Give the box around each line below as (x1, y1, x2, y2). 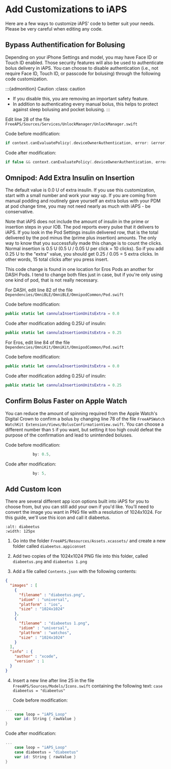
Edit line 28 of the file (5, 116, 50, 122)
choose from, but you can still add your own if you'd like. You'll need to (5, 504, 154, 510)
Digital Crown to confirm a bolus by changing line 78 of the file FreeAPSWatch (5, 416, 165, 422)
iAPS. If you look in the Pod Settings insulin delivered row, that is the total (5, 229, 159, 235)
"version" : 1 (14, 658, 44, 664)
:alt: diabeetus (5, 525, 40, 530)
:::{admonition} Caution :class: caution (5, 86, 85, 92)
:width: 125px (5, 529, 36, 534)
